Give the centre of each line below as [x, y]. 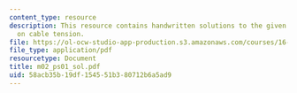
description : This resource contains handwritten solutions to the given [148, 26]
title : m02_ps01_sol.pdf [55, 67]
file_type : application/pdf [61, 50]
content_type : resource [53, 17]
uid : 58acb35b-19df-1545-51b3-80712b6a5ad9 [91, 75]
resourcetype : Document [53, 58]
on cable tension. [51, 34]
